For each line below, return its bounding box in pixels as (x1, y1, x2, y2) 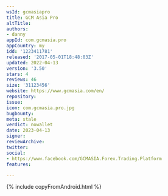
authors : (6, 25, 29, 32)
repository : (6, 93, 37, 100)
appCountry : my (6, 43, 45, 49)
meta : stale (6, 116, 37, 122)
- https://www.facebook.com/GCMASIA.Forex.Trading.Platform (6, 155, 163, 161)
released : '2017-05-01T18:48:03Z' (6, 54, 94, 60)
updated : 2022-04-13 (6, 59, 59, 66)
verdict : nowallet (6, 122, 53, 128)
